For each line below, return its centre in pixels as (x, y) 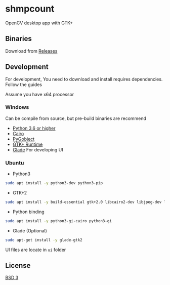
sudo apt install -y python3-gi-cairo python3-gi (59, 221)
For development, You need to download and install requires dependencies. (84, 79)
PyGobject (24, 139)
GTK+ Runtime (28, 144)
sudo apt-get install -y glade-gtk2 (44, 240)
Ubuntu (15, 162)
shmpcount (30, 9)
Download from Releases (31, 51)
